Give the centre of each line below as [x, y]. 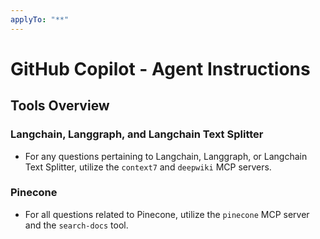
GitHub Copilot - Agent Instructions [160, 68]
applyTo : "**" [40, 19]
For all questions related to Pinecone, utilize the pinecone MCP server [167, 214]
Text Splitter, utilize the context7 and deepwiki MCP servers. [148, 167]
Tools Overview [60, 106]
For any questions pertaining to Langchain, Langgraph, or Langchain [166, 156]
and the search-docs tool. [76, 225]
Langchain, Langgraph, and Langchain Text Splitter [137, 134]
